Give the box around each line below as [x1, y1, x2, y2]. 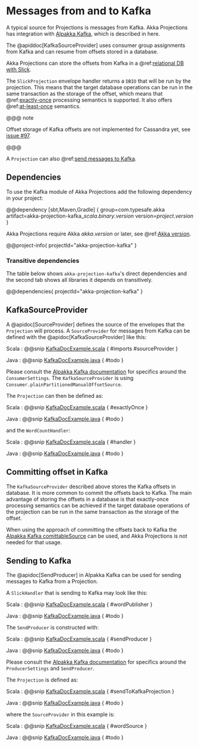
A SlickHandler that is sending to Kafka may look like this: [6, 589, 148, 597]
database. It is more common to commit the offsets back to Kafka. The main [6, 489, 192, 496]
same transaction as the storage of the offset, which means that [6, 90, 163, 97]
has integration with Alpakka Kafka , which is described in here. [6, 30, 160, 37]
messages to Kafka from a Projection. [6, 578, 99, 585]
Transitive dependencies [6, 256, 80, 265]
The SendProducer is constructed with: [6, 624, 99, 631]
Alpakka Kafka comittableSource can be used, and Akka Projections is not [6, 532, 188, 539]
